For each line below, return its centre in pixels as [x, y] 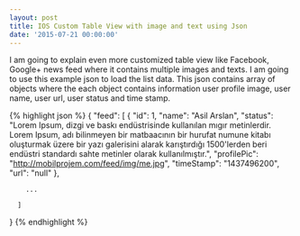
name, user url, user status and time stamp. [90, 98]
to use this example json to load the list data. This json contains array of [143, 79]
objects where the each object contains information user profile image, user [150, 89]
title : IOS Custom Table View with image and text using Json [128, 26]
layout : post [34, 18]
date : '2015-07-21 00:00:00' [64, 34]
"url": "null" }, [35, 173]
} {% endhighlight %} [49, 222]
